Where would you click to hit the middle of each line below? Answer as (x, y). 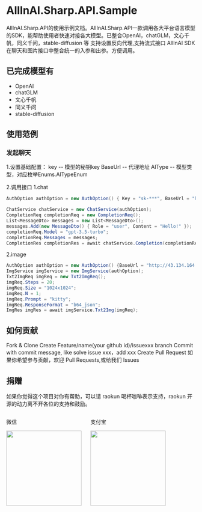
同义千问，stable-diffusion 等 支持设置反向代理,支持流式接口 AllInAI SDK (106, 43)
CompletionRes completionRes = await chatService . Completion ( (86, 243)
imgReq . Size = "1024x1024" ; (41, 288)
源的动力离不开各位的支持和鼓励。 (48, 404)
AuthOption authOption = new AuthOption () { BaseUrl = (75, 266)
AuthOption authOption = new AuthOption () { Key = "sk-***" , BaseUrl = (98, 199)
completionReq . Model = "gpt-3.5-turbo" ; (58, 232)
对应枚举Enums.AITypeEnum (52, 174)
